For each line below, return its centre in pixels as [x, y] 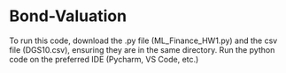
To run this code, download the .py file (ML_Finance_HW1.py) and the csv [143, 40]
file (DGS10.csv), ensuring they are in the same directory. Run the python [142, 49]
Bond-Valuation [68, 16]
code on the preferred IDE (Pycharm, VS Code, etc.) [104, 59]
